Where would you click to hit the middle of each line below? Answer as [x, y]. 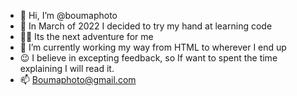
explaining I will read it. [67, 68]
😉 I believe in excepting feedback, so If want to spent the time [148, 58]
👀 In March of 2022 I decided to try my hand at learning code [146, 26]
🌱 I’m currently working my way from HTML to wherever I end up [153, 47]
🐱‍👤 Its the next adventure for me [86, 36]
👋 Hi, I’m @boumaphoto [68, 15]
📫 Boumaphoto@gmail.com [78, 79]
